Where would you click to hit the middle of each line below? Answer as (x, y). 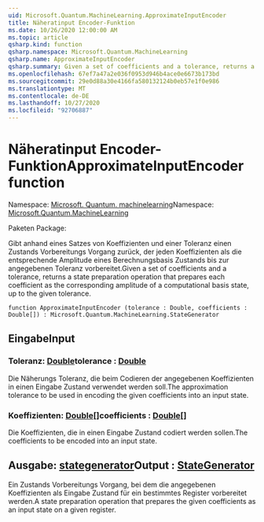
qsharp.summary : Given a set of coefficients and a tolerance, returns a (132, 67)
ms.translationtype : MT (47, 88)
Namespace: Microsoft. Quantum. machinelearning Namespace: (111, 204)
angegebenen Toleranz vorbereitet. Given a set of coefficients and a (117, 268)
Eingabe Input (42, 339)
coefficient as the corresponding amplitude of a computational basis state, (129, 285)
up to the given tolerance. (50, 293)
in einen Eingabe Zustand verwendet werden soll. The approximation (118, 387)
